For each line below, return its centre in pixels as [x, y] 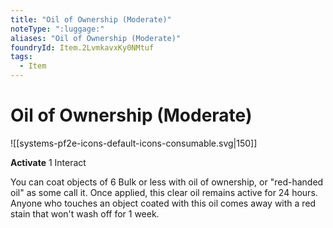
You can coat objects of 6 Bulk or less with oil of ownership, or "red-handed [167, 182]
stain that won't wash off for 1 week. [85, 213]
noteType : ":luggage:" [57, 29]
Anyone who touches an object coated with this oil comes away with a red [163, 203]
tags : [21, 57]
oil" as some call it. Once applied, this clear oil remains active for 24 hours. [164, 192]
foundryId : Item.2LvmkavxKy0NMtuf [82, 47]
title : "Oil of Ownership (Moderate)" [91, 19]
